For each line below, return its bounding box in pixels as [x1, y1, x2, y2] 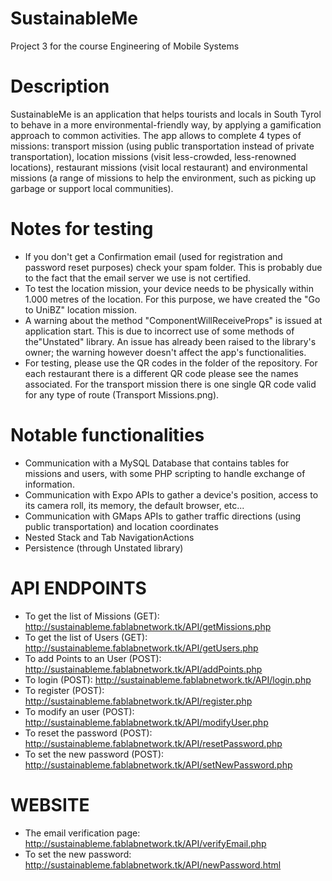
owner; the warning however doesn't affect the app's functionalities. [24, 346, 307, 358]
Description [10, 75, 110, 98]
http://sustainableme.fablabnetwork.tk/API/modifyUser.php [24, 716, 269, 728]
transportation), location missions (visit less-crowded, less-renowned [10, 150, 297, 162]
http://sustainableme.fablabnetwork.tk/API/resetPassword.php [24, 737, 283, 749]
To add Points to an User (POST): [24, 652, 162, 664]
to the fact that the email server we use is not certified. [24, 272, 252, 284]
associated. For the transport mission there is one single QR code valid [24, 378, 317, 390]
